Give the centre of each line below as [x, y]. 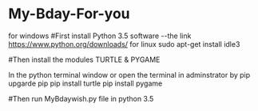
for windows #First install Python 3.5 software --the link [100, 36]
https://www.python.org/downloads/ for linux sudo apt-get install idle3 [124, 44]
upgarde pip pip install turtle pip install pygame [85, 83]
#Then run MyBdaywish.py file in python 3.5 [81, 98]
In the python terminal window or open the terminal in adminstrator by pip [129, 75]
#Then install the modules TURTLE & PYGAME [84, 59]
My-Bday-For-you [69, 14]
